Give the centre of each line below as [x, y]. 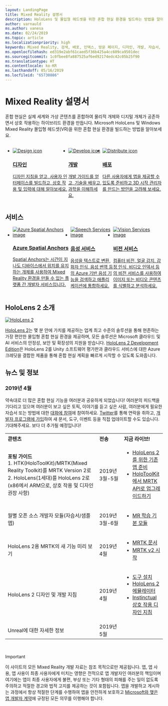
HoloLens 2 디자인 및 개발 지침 [42, 595]
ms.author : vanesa [24, 29]
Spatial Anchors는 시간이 [37, 260]
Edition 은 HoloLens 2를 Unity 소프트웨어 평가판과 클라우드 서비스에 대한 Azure [83, 349]
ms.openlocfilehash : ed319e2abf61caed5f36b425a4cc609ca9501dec [72, 52]
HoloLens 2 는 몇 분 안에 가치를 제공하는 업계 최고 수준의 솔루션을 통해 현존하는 [82, 330]
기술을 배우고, [88, 183]
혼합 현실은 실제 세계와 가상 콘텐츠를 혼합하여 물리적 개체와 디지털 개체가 [76, 116]
